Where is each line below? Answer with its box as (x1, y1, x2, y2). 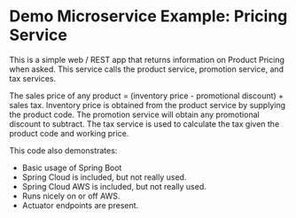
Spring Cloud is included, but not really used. (21, 171, 187, 183)
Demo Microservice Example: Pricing (9, 6, 288, 27)
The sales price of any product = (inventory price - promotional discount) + (9, 90, 284, 101)
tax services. (9, 73, 56, 83)
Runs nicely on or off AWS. (21, 191, 121, 201)
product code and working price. (9, 128, 129, 138)
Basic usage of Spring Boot (21, 162, 122, 173)
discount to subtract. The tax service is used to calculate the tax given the (9, 118, 280, 129)
